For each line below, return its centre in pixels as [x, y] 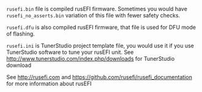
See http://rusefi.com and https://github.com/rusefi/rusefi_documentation [99, 77]
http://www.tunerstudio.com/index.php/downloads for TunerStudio [91, 59]
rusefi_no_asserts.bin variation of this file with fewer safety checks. [93, 15]
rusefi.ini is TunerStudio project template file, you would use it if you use [100, 46]
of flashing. [21, 34]
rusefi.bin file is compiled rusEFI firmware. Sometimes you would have [97, 9]
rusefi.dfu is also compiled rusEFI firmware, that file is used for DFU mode [101, 27]
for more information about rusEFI [49, 83]
